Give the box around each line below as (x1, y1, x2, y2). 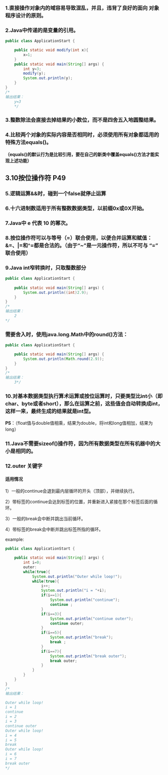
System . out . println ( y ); (23, 75, 73, 81)
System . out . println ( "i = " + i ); (41, 588, 107, 593)
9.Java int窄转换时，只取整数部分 (5, 264, 86, 271)
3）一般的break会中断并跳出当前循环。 (5, 516, 86, 522)
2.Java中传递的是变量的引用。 (5, 27, 79, 34)
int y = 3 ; (23, 66, 42, 71)
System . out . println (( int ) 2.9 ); (23, 290, 89, 295)
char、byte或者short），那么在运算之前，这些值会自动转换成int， (5, 400, 163, 407)
